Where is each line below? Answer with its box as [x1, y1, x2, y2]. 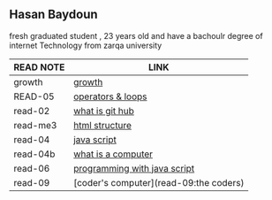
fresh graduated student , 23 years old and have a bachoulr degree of [9, 30, 263, 41]
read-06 [13, 162, 50, 174]
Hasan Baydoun [9, 7, 99, 22]
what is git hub [73, 104, 135, 117]
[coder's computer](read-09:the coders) [73, 176, 245, 188]
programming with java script [73, 162, 195, 174]
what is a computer [73, 148, 153, 160]
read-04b [13, 148, 56, 160]
